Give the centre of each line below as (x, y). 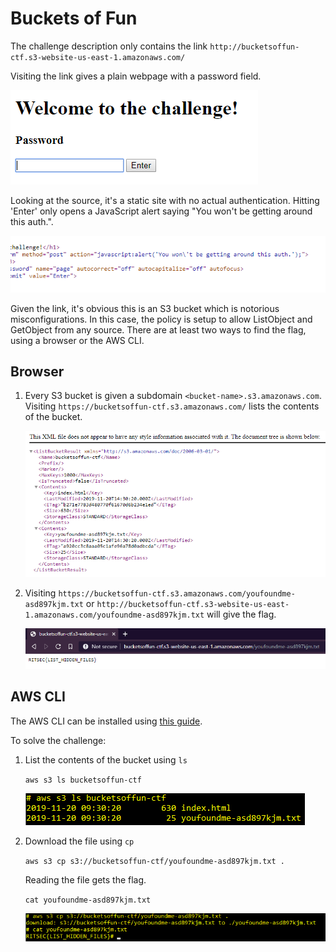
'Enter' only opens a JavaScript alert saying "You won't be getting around (161, 211)
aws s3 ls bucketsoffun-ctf (83, 780)
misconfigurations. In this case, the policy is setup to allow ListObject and (161, 319)
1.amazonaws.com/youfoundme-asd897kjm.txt (114, 615)
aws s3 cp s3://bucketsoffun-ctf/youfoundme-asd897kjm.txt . (155, 861)
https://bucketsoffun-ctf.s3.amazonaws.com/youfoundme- (177, 593)
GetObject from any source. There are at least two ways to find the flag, (158, 329)
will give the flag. (241, 614)
